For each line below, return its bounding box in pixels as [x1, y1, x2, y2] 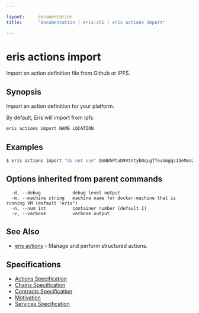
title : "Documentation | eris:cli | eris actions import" [6, 19, 166, 25]
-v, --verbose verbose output [11, 210, 110, 216]
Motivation [14, 294, 41, 301]
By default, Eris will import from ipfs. [6, 114, 95, 122]
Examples [6, 142, 43, 152]
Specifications [6, 259, 61, 270]
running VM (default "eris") [6, 200, 78, 206]
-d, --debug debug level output [11, 190, 120, 196]
